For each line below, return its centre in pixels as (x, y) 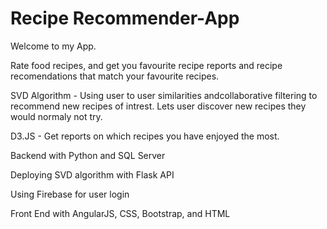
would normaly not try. (56, 116)
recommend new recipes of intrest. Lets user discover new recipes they (158, 106)
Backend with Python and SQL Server (88, 155)
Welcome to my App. (53, 46)
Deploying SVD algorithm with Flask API (92, 174)
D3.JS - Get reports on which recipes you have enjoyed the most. (145, 136)
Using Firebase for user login (70, 194)
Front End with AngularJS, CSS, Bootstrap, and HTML (120, 213)
